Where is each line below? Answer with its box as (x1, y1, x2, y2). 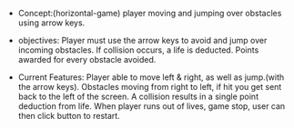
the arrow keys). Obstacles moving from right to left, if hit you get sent (17, 82, 282, 92)
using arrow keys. (17, 17, 86, 28)
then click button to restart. (17, 111, 120, 121)
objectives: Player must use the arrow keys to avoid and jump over (17, 35, 268, 45)
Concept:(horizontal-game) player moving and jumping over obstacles (17, 8, 282, 18)
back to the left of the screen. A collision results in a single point (17, 91, 259, 102)
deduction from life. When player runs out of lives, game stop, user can (17, 101, 286, 112)
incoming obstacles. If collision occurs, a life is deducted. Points (17, 44, 259, 55)
